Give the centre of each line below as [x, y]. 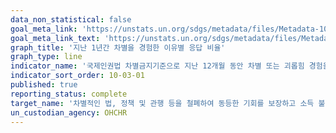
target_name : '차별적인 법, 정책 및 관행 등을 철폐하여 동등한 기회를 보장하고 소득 [162, 103]
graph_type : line [46, 57]
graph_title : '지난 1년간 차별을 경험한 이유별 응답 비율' [118, 47]
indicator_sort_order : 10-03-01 [77, 76]
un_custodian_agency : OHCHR [69, 112]
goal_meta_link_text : [55, 38]
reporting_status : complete [69, 94]
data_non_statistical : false [71, 19]
